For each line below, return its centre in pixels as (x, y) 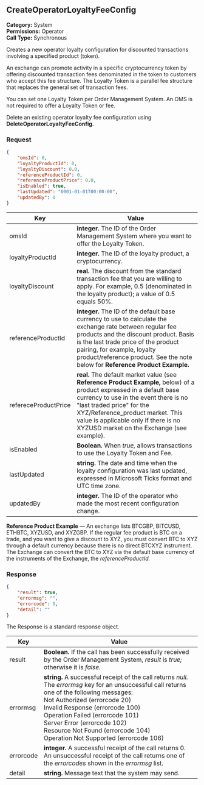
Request (19, 140)
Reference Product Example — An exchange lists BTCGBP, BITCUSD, (93, 526)
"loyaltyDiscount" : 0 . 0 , (49, 169)
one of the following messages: (88, 692)
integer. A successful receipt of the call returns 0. (115, 748)
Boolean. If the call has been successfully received (116, 652)
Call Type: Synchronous (37, 37)
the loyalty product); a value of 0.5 (126, 294)
